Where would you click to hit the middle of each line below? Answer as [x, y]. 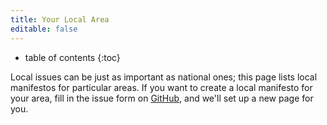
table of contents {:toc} [72, 57]
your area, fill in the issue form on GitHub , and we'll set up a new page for [162, 98]
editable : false [44, 29]
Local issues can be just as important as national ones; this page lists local [164, 77]
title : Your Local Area [60, 19]
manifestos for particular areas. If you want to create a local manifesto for [161, 87]
